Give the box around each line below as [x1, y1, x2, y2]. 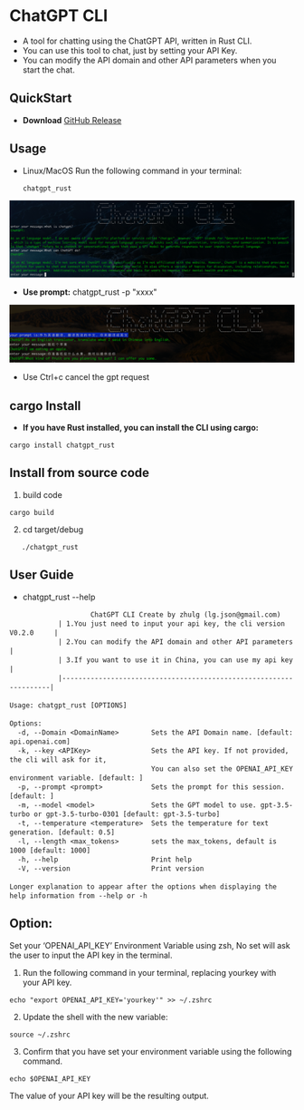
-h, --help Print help [17, 854, 193, 864]
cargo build [9, 508, 54, 517]
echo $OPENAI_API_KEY [9, 1074, 91, 1084]
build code [22, 489, 63, 500]
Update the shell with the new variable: [22, 1011, 168, 1022]
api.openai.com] [9, 736, 71, 746]
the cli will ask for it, [9, 755, 107, 764]
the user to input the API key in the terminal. [9, 949, 173, 960]
